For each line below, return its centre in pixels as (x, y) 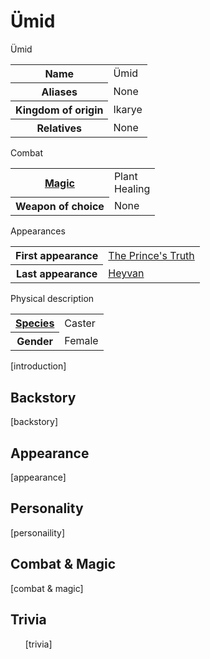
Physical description (52, 299)
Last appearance (56, 274)
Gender (34, 342)
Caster (80, 323)
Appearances (38, 231)
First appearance (57, 256)
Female (81, 341)
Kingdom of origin (59, 110)
